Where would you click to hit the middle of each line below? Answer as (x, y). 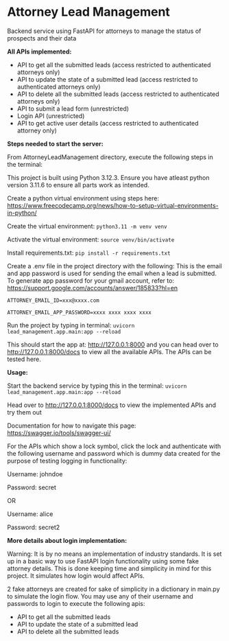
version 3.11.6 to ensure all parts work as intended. (78, 185)
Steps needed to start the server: (56, 143)
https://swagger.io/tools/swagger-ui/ (59, 432)
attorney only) (37, 130)
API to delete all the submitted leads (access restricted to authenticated (118, 94)
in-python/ (22, 213)
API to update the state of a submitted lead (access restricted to (107, 79)
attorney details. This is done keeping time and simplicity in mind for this (109, 568)
